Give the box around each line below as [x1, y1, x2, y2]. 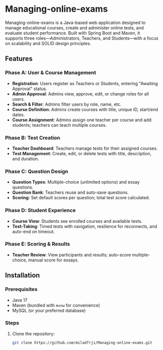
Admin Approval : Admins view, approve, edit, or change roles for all [12, 91, 149, 96]
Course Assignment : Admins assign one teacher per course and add [12, 117, 152, 123]
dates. [12, 112, 25, 117]
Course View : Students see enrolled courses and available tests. [12, 218, 143, 224]
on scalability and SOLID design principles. [5, 40, 91, 46]
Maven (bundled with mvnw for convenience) [12, 302, 100, 308]
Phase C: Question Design [5, 168, 68, 175]
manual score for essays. [28, 257, 79, 263]
